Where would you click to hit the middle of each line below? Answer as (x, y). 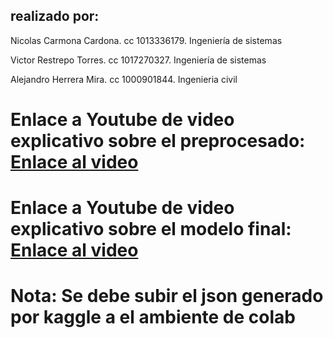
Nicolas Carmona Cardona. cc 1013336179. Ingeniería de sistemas (146, 40)
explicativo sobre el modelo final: (151, 229)
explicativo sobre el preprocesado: (158, 141)
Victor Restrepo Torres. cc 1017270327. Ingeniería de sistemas (138, 60)
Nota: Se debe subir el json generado (167, 296)
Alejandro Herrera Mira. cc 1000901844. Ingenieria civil (124, 79)
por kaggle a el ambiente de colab (153, 317)
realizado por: (55, 16)
